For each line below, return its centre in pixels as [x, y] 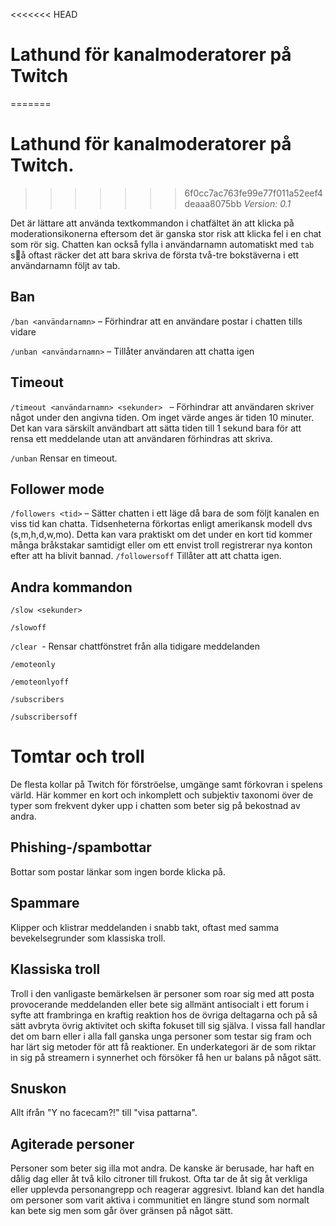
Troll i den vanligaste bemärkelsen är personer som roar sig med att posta [162, 993]
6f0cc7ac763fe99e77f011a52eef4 [253, 193]
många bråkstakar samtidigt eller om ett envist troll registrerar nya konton [161, 545]
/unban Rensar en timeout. [64, 458]
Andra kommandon [71, 587]
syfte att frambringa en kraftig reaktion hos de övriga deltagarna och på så [164, 1015]
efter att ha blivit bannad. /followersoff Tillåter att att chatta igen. [146, 556]
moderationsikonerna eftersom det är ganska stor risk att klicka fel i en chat [166, 233]
